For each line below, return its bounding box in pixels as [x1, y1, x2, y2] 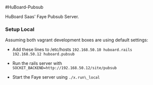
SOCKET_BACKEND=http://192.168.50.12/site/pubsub [12, 66, 117, 71]
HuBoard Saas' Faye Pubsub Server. [5, 14, 79, 19]
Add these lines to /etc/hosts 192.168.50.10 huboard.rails [12, 47, 133, 53]
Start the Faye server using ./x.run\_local [12, 74, 100, 80]
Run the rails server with [12, 60, 62, 66]
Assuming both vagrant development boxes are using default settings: [5, 37, 149, 43]
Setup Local [5, 26, 35, 32]
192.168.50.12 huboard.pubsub [12, 52, 75, 57]
